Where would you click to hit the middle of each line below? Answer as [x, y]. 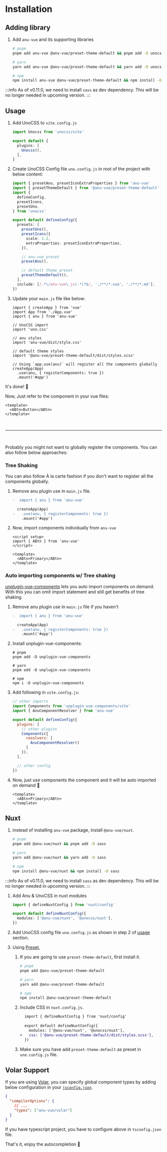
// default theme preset [47, 270]
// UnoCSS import [30, 325]
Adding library [28, 28]
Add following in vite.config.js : [46, 692]
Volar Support [27, 1070]
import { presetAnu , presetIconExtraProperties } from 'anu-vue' [81, 183]
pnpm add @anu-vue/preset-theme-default [62, 971]
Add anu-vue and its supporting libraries [53, 39]
